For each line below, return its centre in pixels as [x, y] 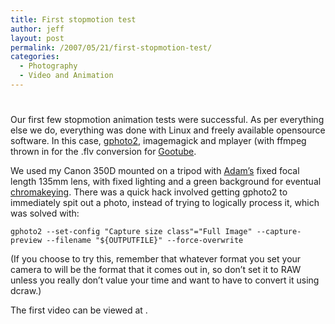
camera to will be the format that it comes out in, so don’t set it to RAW [156, 270]
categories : [35, 57]
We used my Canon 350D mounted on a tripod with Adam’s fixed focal [155, 171]
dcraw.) [26, 291]
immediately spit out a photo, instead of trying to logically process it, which [165, 203]
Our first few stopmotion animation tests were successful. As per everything [167, 120]
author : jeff [37, 29]
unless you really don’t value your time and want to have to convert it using [165, 280]
